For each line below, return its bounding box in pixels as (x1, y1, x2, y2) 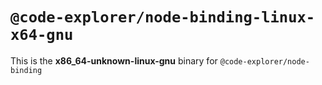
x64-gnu (10, 26, 74, 45)
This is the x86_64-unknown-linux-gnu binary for (10, 54, 218, 67)
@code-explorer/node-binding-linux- (10, 8, 316, 27)
